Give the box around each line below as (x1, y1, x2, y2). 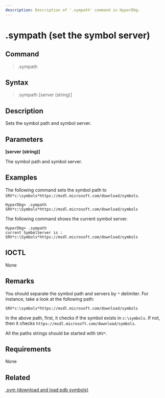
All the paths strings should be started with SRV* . (5, 330, 107, 336)
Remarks (5, 277, 35, 285)
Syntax (5, 78, 29, 87)
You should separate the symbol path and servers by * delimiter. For (5, 290, 149, 297)
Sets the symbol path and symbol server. (5, 120, 91, 126)
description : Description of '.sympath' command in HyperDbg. (5, 7, 140, 13)
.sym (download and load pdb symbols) (5, 387, 89, 393)
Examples (5, 173, 37, 182)
